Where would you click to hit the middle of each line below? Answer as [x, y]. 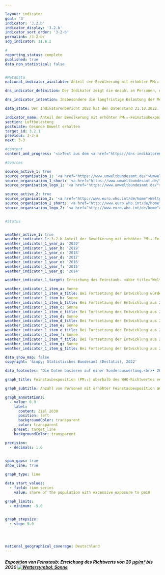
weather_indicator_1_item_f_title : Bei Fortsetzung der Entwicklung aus [81, 339]
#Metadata [15, 77]
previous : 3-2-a [22, 136]
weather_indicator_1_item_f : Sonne [41, 335]
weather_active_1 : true [29, 234]
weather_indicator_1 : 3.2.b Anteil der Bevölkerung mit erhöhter [73, 239]
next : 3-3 [15, 140]
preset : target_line [35, 429]
